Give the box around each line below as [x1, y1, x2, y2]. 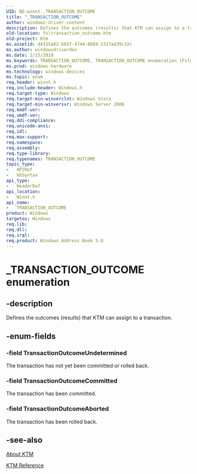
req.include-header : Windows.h [6, 85, 83, 91]
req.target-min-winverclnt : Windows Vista [6, 96, 111, 101]
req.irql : [6, 232, 30, 238]
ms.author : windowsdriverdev [6, 47, 77, 53]
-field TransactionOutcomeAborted [6, 405, 109, 413]
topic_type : [6, 161, 35, 167]
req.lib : [6, 221, 28, 227]
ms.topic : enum [6, 74, 43, 80]
